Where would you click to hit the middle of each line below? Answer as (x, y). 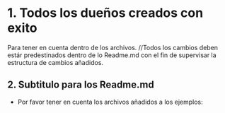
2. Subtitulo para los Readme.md (81, 85)
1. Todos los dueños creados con (105, 13)
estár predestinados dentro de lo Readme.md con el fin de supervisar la (112, 55)
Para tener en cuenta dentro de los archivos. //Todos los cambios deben (112, 47)
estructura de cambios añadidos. (56, 62)
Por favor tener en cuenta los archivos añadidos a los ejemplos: (110, 102)
